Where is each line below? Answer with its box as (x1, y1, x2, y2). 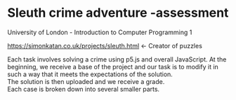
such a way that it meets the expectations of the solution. (7, 70, 173, 78)
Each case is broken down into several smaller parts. (7, 85, 160, 93)
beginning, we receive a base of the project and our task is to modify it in (7, 62, 219, 71)
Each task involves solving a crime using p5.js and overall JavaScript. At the (7, 55, 227, 64)
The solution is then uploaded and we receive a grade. (7, 77, 165, 85)
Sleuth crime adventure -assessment (7, 5, 229, 21)
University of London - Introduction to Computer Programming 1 (7, 28, 192, 36)
